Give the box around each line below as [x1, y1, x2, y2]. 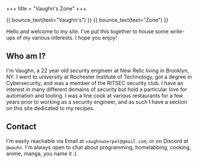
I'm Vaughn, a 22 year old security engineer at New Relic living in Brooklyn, [6, 67, 189, 74]
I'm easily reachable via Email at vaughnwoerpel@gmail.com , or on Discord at [6, 137, 189, 144]
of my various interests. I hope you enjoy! [17, 34, 117, 41]
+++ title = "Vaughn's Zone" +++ [6, 5, 87, 12]
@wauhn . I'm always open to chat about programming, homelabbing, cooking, [6, 144, 191, 151]
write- [170, 28, 185, 35]
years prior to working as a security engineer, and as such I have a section [6, 98, 187, 105]
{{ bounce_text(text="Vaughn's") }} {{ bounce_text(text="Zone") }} [6, 17, 168, 23]
